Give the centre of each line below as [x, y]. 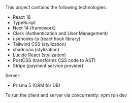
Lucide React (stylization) [39, 55]
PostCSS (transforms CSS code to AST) [54, 60]
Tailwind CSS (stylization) [39, 44]
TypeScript [24, 23]
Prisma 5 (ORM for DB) [37, 85]
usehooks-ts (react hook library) [46, 39]
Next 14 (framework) [34, 28]
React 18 [22, 17]
